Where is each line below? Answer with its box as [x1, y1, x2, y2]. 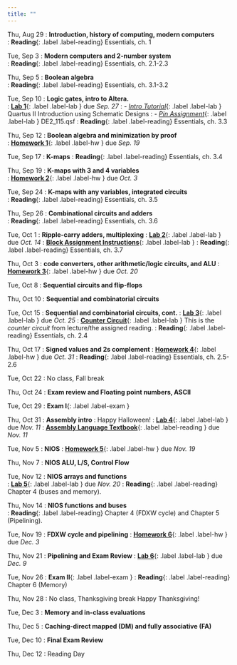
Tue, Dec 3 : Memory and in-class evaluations [7, 608, 146, 616]
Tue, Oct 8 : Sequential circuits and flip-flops [7, 280, 142, 289]
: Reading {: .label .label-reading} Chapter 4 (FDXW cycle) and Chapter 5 [7, 508, 220, 517]
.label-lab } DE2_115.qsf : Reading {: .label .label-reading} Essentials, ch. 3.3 [7, 117, 228, 126]
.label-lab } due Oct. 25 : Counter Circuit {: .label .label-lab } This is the [7, 315, 215, 325]
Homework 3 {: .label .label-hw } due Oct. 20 [7, 267, 138, 275]
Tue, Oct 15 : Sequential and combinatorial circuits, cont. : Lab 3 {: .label [7, 308, 222, 317]
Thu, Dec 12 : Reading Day [7, 649, 85, 658]
